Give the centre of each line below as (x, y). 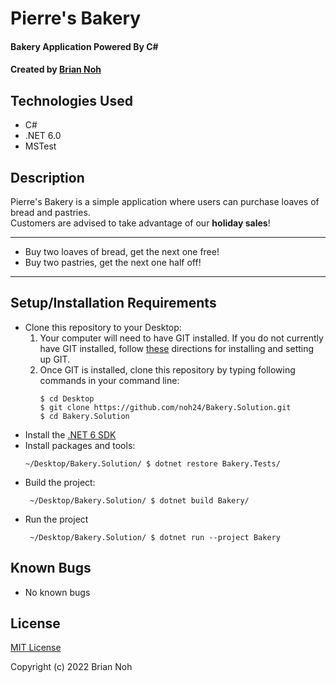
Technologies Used (71, 100)
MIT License (36, 648)
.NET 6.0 (43, 136)
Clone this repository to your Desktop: (103, 327)
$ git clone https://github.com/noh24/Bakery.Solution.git (165, 407)
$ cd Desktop (67, 398)
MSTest (40, 146)
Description (47, 177)
